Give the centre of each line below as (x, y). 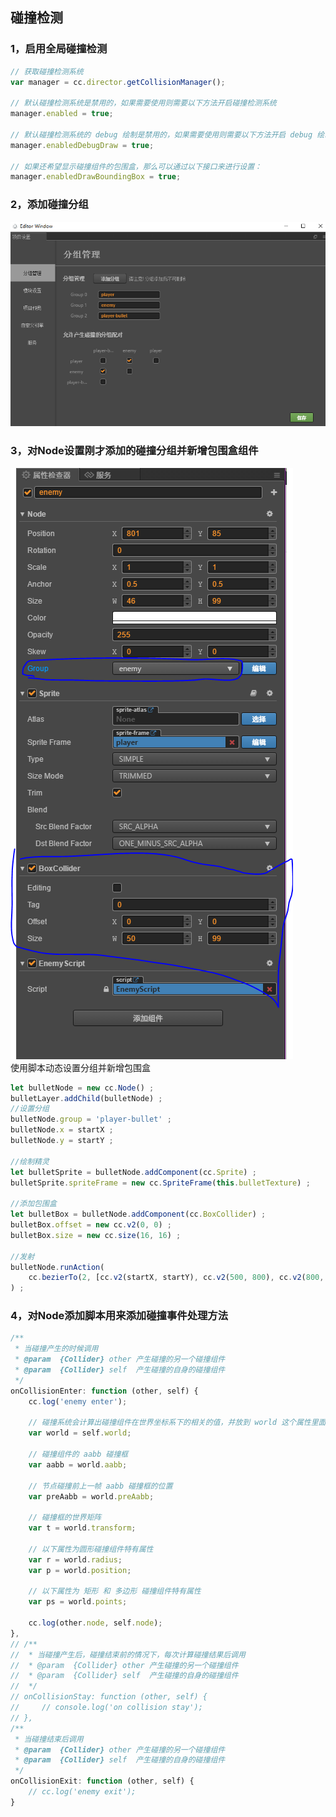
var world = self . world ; (80, 1433)
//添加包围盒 (33, 1204)
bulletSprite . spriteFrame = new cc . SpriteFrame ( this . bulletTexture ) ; (160, 1183)
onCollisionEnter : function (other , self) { (104, 1391)
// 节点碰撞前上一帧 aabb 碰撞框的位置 (100, 1486)
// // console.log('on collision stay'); (106, 1708)
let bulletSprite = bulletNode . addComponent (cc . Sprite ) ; (133, 1172)
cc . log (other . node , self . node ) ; (95, 1623)
